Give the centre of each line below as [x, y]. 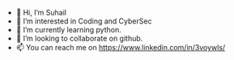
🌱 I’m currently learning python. [68, 30]
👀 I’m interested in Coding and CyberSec [84, 21]
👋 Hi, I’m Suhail [41, 13]
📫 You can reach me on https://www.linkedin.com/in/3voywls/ [121, 47]
